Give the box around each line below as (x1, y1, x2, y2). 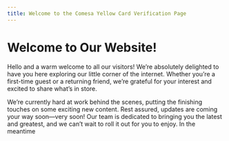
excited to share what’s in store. (7, 84, 98, 93)
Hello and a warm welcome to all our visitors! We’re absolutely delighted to (7, 63, 219, 71)
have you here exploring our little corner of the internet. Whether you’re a (7, 69, 216, 78)
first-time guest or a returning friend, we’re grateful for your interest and (7, 77, 212, 85)
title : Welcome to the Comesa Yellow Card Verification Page (7, 10, 187, 17)
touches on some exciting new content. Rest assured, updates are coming (7, 105, 218, 113)
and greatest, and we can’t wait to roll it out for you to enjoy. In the (7, 120, 196, 128)
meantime (7, 127, 36, 135)
